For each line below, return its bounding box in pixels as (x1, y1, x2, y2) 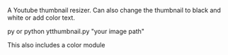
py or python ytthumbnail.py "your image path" (7, 28, 145, 35)
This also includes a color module (7, 41, 106, 49)
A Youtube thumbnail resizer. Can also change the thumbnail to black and (7, 6, 222, 14)
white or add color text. (7, 13, 76, 22)
